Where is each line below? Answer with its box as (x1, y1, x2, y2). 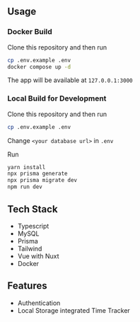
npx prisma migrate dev (7, 177, 78, 184)
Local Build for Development (7, 93, 107, 103)
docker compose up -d (7, 63, 71, 70)
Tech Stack (7, 203, 58, 215)
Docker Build (7, 27, 53, 37)
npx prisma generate (7, 170, 69, 178)
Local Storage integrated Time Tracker (17, 306, 131, 314)
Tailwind (17, 244, 42, 253)
